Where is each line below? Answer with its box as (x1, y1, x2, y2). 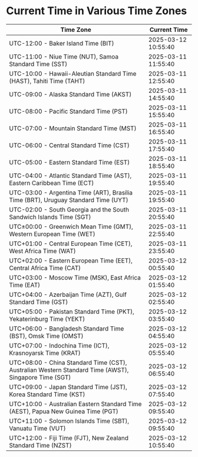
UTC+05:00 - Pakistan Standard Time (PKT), (9, 307, 134, 316)
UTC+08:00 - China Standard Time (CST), (9, 358, 127, 367)
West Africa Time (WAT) (9, 247, 77, 255)
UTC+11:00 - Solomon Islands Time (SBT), (9, 417, 130, 425)
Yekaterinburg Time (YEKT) (9, 315, 85, 323)
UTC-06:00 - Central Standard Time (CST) (9, 141, 130, 149)
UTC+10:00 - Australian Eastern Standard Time (9, 400, 142, 408)
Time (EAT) (9, 281, 40, 289)
